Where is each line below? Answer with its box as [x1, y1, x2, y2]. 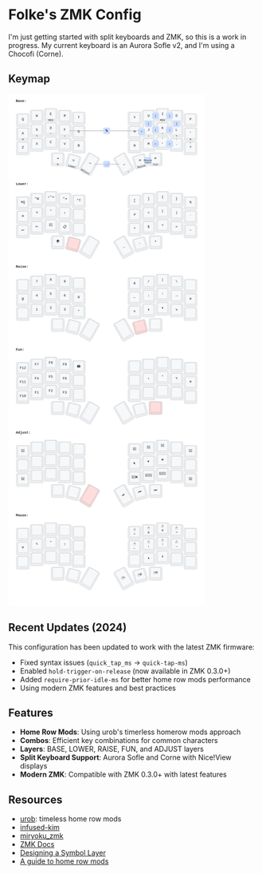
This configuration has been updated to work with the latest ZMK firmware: [8, 642, 255, 652]
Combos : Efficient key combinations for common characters [19, 736, 218, 745]
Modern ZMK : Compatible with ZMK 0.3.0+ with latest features [19, 769, 227, 780]
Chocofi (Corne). [8, 49, 64, 58]
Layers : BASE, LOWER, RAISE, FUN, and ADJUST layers [19, 745, 205, 754]
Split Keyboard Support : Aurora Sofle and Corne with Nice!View [19, 753, 233, 762]
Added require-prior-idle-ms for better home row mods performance [19, 674, 251, 684]
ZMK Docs [19, 840, 55, 849]
